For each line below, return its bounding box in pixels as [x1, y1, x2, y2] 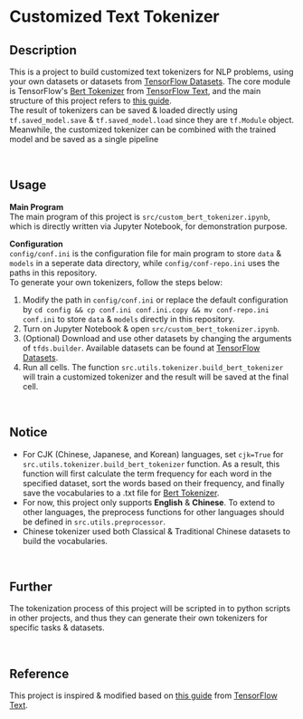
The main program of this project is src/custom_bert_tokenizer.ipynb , [9, 211, 270, 222]
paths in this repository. [9, 267, 98, 278]
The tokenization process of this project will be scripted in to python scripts [9, 603, 291, 614]
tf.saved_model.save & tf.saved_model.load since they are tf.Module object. [9, 115, 295, 125]
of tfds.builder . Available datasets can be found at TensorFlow [22, 342, 260, 353]
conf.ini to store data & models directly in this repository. [22, 313, 235, 324]
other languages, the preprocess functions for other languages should [22, 506, 285, 517]
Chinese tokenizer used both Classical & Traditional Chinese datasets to [22, 525, 291, 536]
